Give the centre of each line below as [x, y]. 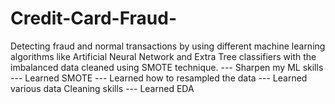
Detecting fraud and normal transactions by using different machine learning [168, 46]
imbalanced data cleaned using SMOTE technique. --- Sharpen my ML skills [167, 67]
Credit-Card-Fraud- [94, 18]
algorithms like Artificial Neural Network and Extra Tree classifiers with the [163, 56]
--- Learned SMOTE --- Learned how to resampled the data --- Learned [159, 78]
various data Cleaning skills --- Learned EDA [102, 88]
